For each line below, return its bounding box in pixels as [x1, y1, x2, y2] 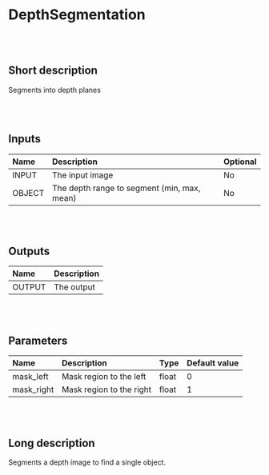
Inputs [8, 132, 42, 146]
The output [53, 281, 96, 293]
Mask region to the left [61, 371, 147, 382]
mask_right [12, 384, 54, 395]
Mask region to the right [61, 384, 152, 395]
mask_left [12, 371, 49, 382]
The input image [51, 170, 114, 181]
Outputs [8, 244, 50, 257]
